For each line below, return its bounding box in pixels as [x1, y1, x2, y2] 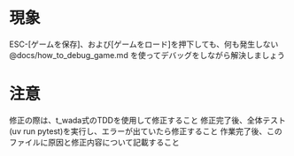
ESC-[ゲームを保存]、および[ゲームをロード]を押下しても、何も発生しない [9, 39, 279, 49]
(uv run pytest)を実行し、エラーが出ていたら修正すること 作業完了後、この [9, 125, 282, 137]
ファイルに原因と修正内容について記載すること [9, 137, 180, 147]
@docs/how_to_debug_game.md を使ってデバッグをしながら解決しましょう [9, 49, 285, 60]
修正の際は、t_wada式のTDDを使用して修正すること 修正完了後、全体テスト [9, 115, 286, 125]
